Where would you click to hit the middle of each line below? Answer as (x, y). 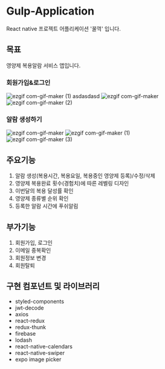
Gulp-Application (50, 11)
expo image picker (38, 359)
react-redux (30, 321)
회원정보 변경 (31, 258)
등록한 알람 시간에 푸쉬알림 (47, 206)
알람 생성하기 (24, 119)
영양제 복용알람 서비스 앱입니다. (44, 65)
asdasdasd (86, 96)
